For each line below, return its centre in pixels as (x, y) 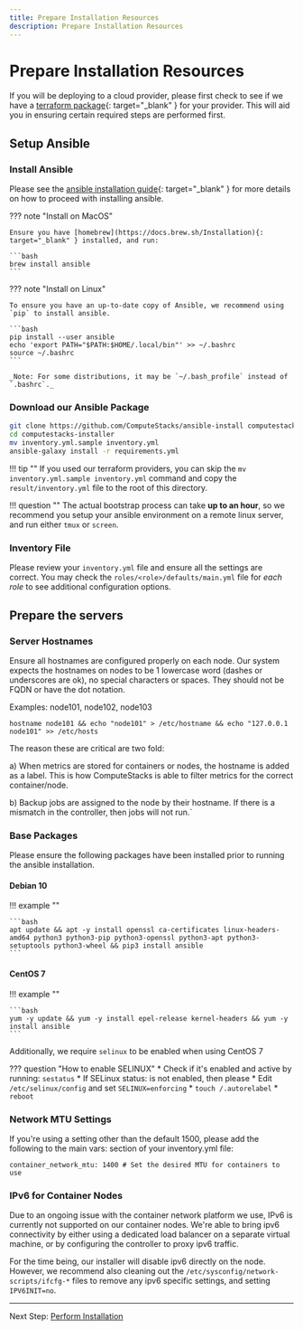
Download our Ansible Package (79, 408)
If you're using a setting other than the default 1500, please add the (134, 1138)
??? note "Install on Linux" (58, 289)
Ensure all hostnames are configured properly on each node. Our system (144, 660)
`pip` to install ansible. (60, 314)
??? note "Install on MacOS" (61, 216)
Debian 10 (28, 885)
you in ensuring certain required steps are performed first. (117, 115)
